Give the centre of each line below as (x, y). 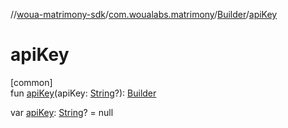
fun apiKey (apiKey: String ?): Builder (83, 93)
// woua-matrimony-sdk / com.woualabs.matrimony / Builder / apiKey (144, 14)
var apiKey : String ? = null (62, 112)
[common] (31, 82)
